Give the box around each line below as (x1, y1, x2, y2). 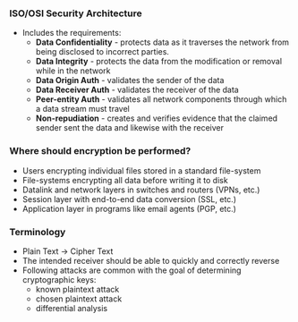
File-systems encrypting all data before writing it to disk (21, 174, 228, 185)
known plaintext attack (35, 284, 120, 294)
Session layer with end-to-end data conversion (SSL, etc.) (21, 193, 237, 204)
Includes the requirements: (21, 28, 122, 38)
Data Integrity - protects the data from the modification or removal (35, 56, 283, 67)
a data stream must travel (35, 104, 130, 114)
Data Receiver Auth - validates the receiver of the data (35, 84, 239, 96)
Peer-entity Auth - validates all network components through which (35, 94, 287, 105)
